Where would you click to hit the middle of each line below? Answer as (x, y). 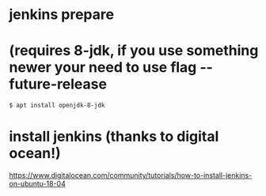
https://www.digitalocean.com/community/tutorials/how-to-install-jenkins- (131, 175)
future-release (58, 84)
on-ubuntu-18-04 (37, 184)
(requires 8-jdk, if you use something (134, 51)
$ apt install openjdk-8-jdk (57, 106)
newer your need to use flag (103, 68)
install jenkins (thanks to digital (114, 137)
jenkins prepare (61, 15)
